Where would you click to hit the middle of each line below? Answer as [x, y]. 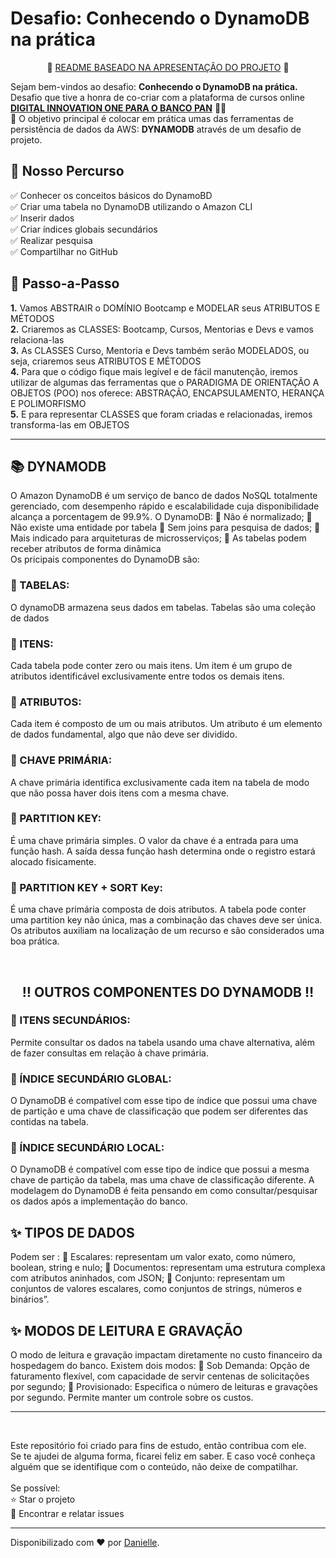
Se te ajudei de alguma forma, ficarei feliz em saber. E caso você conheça [163, 1456]
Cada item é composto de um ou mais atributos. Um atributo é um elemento [166, 724]
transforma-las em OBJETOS [70, 424]
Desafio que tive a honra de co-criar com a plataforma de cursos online [157, 97]
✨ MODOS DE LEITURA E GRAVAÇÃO [126, 1330]
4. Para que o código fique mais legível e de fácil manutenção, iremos [154, 371]
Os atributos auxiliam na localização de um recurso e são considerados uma [167, 931]
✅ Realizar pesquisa [51, 240]
